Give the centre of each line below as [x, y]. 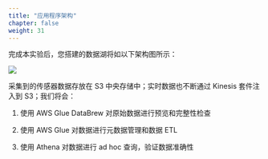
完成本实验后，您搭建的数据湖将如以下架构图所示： [93, 54]
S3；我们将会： [50, 96]
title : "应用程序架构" [43, 16]
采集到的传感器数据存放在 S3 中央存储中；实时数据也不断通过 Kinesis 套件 [130, 86]
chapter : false [34, 23]
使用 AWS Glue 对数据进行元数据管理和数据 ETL [99, 130]
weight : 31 [26, 30]
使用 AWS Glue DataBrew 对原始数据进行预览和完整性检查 [115, 113]
